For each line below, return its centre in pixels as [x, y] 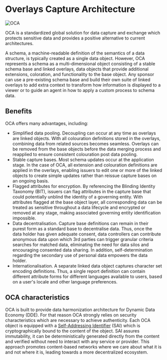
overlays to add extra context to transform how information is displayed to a [83, 85]
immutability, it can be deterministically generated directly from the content [82, 336]
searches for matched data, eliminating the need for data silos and [81, 244]
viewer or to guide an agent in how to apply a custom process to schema [80, 90]
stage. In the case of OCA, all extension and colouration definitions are [85, 165]
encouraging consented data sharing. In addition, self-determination [83, 250]
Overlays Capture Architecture [70, 9]
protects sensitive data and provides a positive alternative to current [75, 38]
